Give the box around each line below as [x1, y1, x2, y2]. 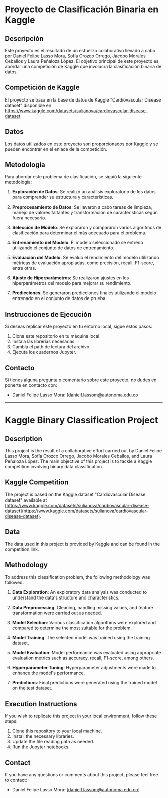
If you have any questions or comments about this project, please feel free [5, 772, 158, 778]
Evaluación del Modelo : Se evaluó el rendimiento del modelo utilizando [12, 255, 159, 261]
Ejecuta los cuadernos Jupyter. [12, 349, 76, 355]
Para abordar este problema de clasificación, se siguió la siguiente [5, 174, 142, 180]
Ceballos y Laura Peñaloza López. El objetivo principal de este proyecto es [5, 58, 159, 64]
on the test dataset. [12, 685, 52, 691]
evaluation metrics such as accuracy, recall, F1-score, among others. [12, 655, 154, 661]
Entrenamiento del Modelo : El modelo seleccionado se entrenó [12, 240, 143, 246]
